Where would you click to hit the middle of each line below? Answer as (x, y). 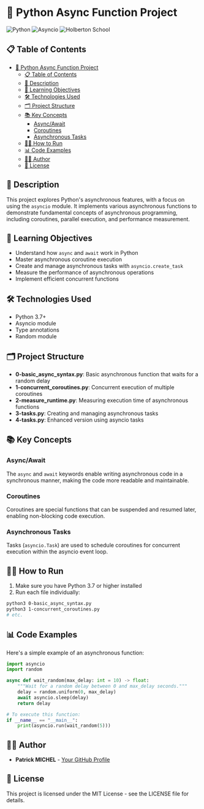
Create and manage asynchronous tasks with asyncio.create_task (99, 266)
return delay (34, 703)
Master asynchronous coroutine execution (69, 259)
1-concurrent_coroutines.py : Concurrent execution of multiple (95, 387)
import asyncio (26, 664)
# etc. (15, 615)
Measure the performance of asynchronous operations (85, 273)
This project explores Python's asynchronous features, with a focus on (96, 199)
